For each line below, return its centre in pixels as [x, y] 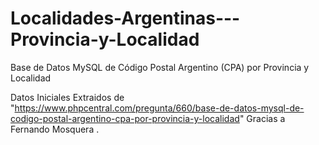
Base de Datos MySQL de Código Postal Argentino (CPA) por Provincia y [160, 67]
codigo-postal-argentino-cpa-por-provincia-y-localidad [125, 118]
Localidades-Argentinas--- [125, 18]
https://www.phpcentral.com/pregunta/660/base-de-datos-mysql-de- [159, 108]
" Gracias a [262, 118]
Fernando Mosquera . [55, 129]
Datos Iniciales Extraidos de [67, 97]
